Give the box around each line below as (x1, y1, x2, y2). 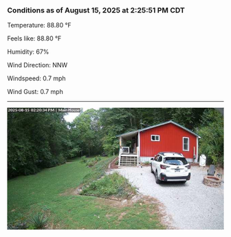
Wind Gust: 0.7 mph (7, 88, 63, 96)
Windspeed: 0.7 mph (7, 74, 67, 82)
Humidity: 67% (7, 47, 49, 56)
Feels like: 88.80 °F (7, 34, 62, 43)
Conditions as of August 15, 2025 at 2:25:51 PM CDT (7, 5, 186, 15)
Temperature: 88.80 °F (7, 21, 72, 30)
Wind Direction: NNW (7, 61, 68, 69)
